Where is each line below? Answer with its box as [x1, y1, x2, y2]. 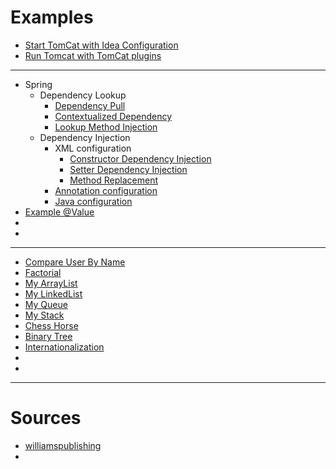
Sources [10, 407, 82, 430]
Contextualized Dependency [54, 110, 173, 122]
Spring [24, 78, 53, 90]
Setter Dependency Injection [69, 163, 188, 175]
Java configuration [54, 195, 133, 207]
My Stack [24, 309, 65, 321]
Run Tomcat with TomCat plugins [24, 49, 162, 61]
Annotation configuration [54, 184, 158, 196]
